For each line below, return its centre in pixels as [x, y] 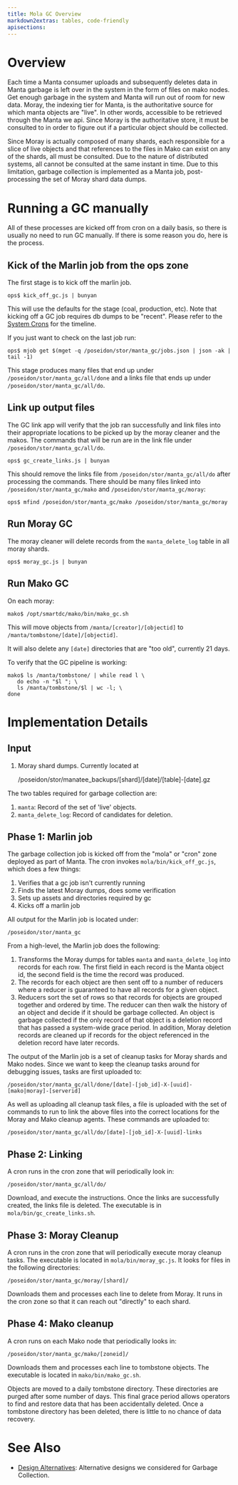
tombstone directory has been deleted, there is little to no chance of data [115, 1411]
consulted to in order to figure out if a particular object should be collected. [118, 128]
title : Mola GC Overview [44, 14]
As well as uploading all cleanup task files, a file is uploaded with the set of [117, 1104]
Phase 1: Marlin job [50, 837]
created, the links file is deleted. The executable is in [84, 1206]
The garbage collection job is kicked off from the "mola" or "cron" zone [112, 854]
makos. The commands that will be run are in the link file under [100, 440]
